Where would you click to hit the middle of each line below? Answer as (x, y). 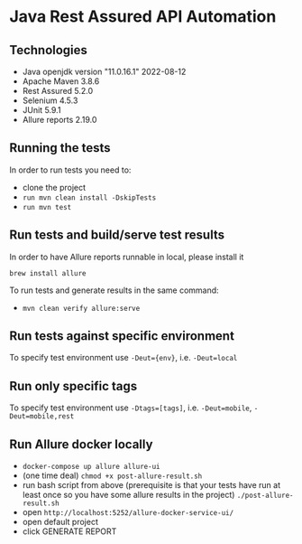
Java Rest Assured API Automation (143, 17)
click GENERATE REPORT (69, 531)
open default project (60, 522)
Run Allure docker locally (81, 444)
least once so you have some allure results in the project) (128, 495)
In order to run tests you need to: (70, 170)
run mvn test (47, 207)
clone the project (54, 187)
